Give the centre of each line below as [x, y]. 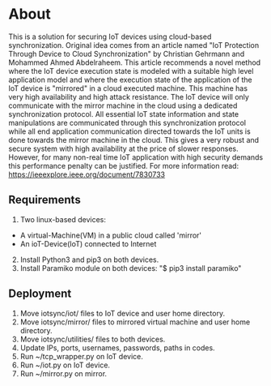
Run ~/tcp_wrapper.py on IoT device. [81, 356]
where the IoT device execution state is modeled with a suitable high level [131, 71]
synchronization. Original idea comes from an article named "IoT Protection [134, 45]
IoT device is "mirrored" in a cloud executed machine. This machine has [128, 88]
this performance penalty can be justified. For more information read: [124, 165]
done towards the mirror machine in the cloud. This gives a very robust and [134, 139]
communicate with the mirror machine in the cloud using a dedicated [123, 105]
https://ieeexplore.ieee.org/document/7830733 [87, 174]
